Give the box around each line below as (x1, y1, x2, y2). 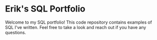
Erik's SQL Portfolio (5, 3, 85, 14)
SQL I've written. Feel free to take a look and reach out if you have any (5, 24, 146, 30)
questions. (5, 29, 26, 35)
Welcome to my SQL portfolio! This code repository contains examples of (5, 19, 152, 25)
